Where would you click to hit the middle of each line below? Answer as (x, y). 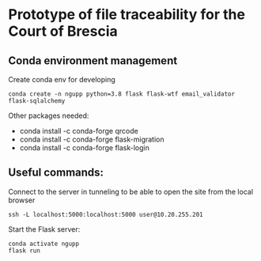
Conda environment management (93, 61)
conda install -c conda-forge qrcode (79, 131)
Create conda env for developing (62, 79)
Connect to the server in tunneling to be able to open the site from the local (131, 191)
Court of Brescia (63, 31)
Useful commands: (56, 173)
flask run (25, 251)
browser (22, 200)
